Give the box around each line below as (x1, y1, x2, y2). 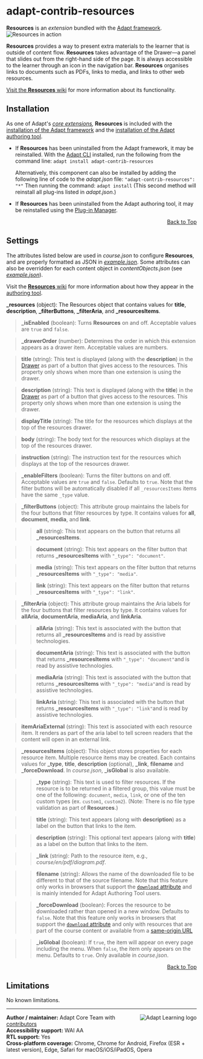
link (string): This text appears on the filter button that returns (36, 582, 190, 589)
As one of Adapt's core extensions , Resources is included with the (6, 120, 172, 127)
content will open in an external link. (21, 735, 111, 743)
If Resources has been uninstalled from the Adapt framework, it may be (14, 144, 194, 152)
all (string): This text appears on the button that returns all (36, 527, 181, 535)
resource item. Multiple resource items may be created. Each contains (21, 754, 196, 761)
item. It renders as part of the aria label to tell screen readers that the (21, 729, 193, 736)
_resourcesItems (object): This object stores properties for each (21, 747, 182, 754)
